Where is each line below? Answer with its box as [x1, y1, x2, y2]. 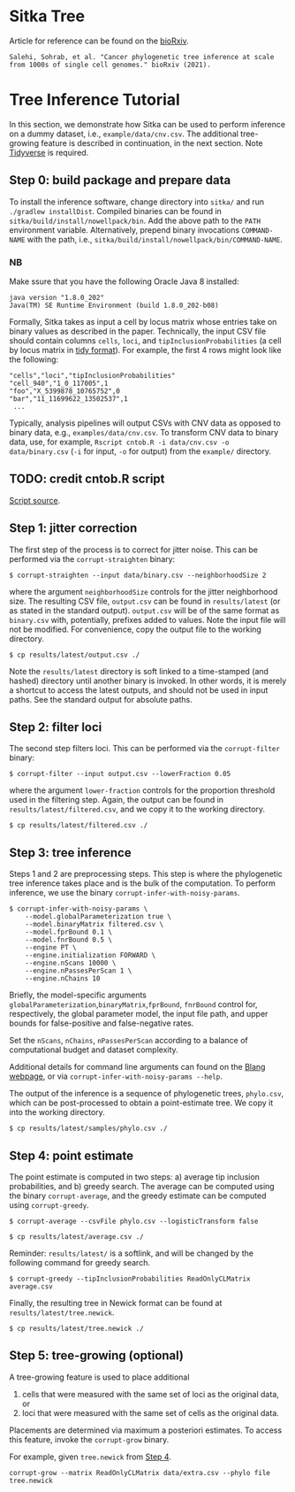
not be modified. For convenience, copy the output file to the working [9, 624, 262, 634]
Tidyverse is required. [9, 147, 89, 158]
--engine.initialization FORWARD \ [25, 951, 156, 960]
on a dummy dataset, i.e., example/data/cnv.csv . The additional [9, 128, 238, 139]
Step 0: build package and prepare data [9, 173, 231, 188]
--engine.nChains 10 [25, 974, 101, 983]
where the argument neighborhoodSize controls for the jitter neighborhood [9, 586, 278, 596]
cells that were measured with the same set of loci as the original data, [21, 1388, 280, 1399]
